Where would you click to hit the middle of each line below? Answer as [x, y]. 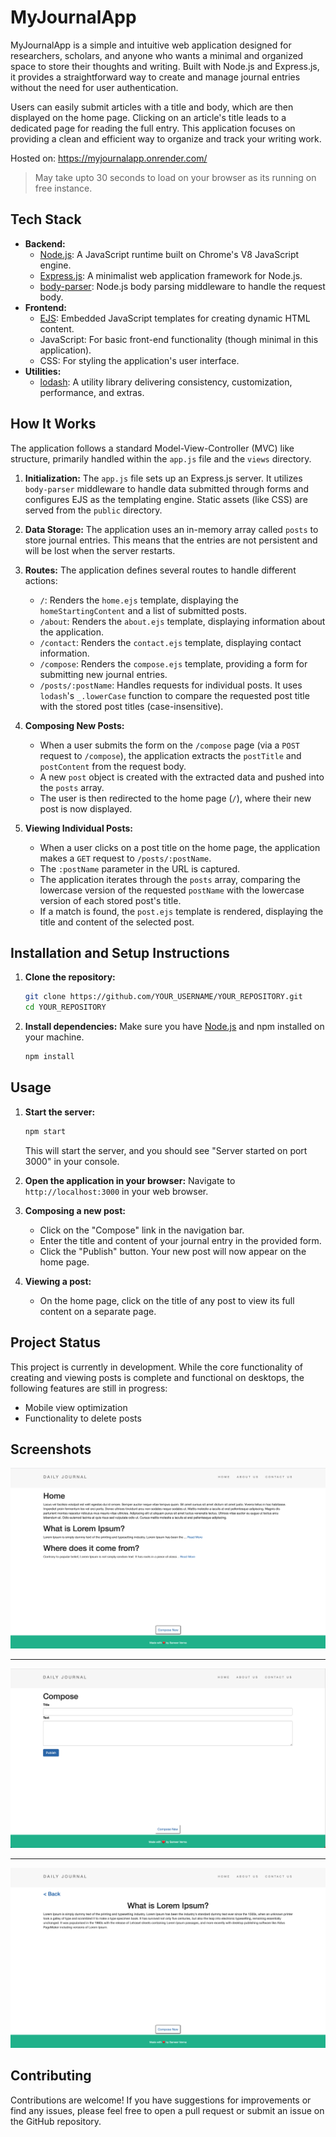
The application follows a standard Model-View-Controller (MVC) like [152, 448]
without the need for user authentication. [94, 87]
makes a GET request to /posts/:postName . [125, 858]
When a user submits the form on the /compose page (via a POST [169, 745]
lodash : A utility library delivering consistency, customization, [166, 382]
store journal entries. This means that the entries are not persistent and [171, 540]
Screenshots [51, 1449]
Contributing [51, 2076]
